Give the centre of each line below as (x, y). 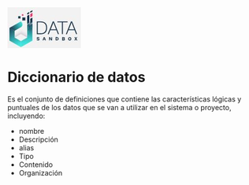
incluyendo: (26, 116)
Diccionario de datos (76, 78)
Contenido (35, 165)
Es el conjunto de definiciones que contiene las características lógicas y (124, 99)
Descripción (38, 139)
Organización (41, 172)
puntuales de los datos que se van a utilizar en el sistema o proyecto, (119, 107)
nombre (32, 131)
